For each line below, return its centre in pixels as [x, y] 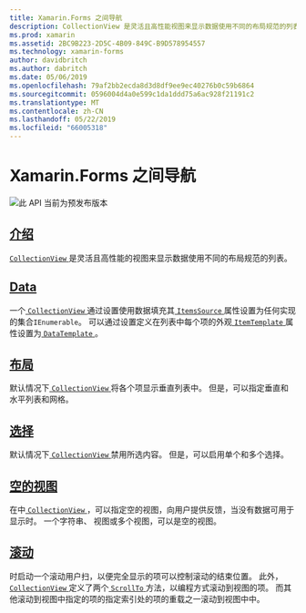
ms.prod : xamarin [42, 35]
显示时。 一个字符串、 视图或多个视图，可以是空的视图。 [115, 521]
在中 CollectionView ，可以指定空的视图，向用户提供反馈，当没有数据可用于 [152, 510]
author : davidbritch [49, 60]
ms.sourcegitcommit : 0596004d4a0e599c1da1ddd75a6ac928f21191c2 [132, 94]
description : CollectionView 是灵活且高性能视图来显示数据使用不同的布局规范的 [148, 26]
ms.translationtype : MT [55, 102]
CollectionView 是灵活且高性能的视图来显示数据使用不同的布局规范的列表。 [151, 258]
